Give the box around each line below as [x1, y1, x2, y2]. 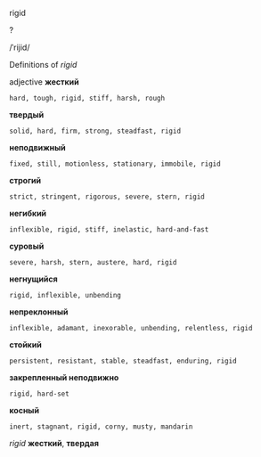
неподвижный [9, 143, 67, 152]
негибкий [9, 208, 47, 218]
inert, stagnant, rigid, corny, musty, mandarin [9, 422, 193, 431]
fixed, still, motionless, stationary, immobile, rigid [9, 159, 221, 168]
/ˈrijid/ [9, 42, 30, 53]
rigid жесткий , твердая [9, 438, 100, 448]
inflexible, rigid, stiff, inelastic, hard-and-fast [9, 225, 209, 234]
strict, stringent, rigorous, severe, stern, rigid [9, 192, 205, 201]
